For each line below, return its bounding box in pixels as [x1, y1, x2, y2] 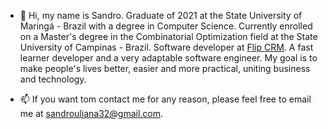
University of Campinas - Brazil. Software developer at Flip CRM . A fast [19, 41, 314, 53]
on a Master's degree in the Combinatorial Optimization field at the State [19, 31, 318, 42]
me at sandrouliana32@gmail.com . [19, 108, 164, 119]
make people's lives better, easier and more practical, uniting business [19, 63, 311, 74]
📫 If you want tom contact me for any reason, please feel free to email [19, 93, 312, 105]
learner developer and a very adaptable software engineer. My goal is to [19, 52, 318, 64]
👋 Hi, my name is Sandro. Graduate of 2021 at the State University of [19, 10, 303, 21]
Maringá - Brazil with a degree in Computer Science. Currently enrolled [19, 20, 313, 32]
